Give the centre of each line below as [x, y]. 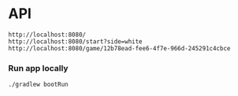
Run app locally [38, 68]
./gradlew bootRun [38, 85]
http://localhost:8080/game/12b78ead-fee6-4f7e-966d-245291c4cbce [119, 48]
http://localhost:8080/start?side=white [76, 41]
